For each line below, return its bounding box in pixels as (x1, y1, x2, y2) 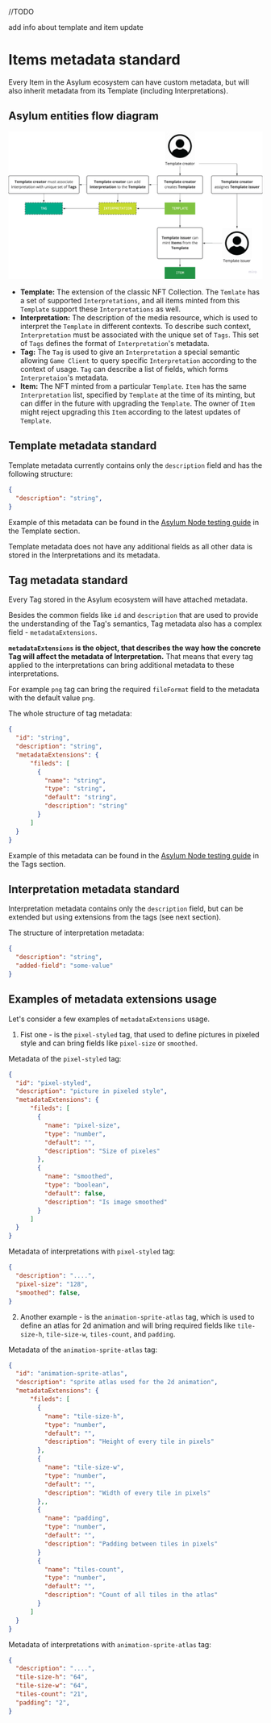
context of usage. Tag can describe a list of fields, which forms (19, 365, 228, 374)
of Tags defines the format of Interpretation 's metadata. (19, 339, 210, 348)
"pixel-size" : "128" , (15, 1280, 89, 1288)
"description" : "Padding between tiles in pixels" (44, 1540, 219, 1548)
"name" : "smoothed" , (44, 1173, 114, 1181)
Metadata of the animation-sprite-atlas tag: (8, 1345, 158, 1354)
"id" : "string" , (15, 734, 70, 742)
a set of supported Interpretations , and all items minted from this (19, 296, 240, 306)
